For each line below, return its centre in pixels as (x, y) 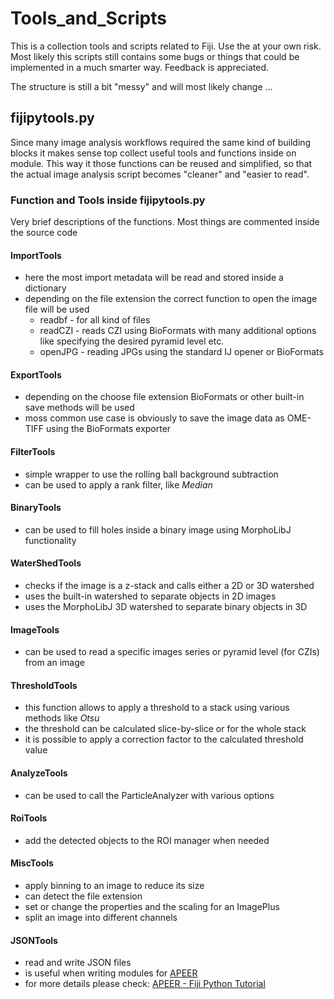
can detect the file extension (83, 896)
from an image (54, 663)
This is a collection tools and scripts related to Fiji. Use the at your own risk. (166, 46)
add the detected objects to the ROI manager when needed (147, 840)
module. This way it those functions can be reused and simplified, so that (161, 163)
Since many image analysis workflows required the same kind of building (161, 142)
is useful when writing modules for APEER (111, 973)
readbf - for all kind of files (95, 320)
